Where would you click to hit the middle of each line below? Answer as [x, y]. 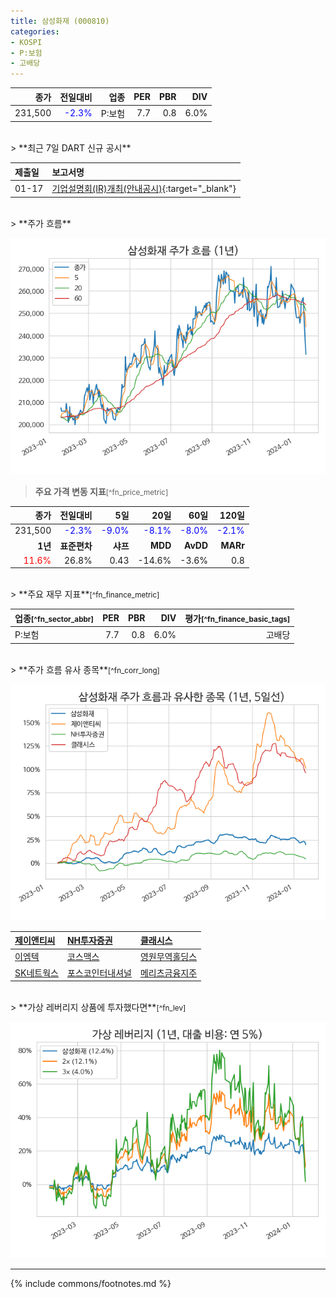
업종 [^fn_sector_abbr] [54, 618]
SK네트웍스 [36, 972]
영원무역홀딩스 [168, 957]
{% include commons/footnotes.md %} [91, 1284]
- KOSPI [26, 42]
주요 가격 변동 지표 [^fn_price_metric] [101, 491]
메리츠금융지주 [168, 972]
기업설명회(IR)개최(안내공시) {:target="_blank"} [144, 189]
